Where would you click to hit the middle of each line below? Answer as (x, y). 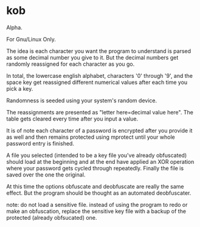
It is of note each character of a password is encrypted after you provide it (99, 130)
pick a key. (20, 88)
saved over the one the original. (46, 175)
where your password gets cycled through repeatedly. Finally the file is (95, 168)
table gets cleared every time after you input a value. (72, 119)
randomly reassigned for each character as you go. (71, 64)
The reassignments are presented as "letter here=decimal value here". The (100, 112)
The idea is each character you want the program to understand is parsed (99, 51)
